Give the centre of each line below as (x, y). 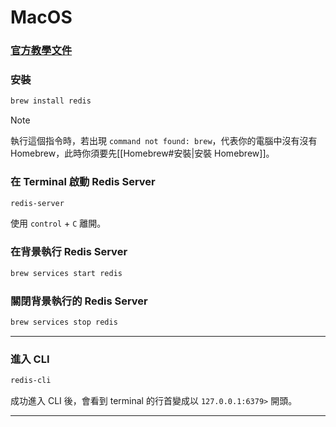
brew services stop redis (64, 322)
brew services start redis (66, 273)
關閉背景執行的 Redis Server (79, 301)
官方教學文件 (41, 51)
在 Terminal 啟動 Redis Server (83, 182)
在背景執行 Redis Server (69, 252)
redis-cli (31, 381)
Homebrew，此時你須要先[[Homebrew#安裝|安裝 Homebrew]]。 (142, 153)
